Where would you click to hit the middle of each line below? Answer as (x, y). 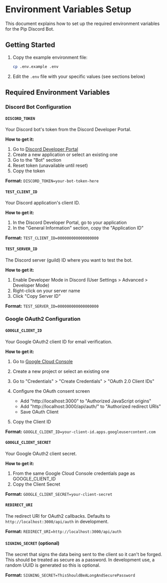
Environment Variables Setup (68, 9)
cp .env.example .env (35, 67)
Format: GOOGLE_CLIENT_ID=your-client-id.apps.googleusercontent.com (81, 432)
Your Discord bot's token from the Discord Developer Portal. (68, 130)
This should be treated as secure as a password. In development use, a (80, 560)
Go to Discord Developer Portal (45, 149)
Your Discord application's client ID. (43, 203)
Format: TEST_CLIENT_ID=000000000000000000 (52, 238)
